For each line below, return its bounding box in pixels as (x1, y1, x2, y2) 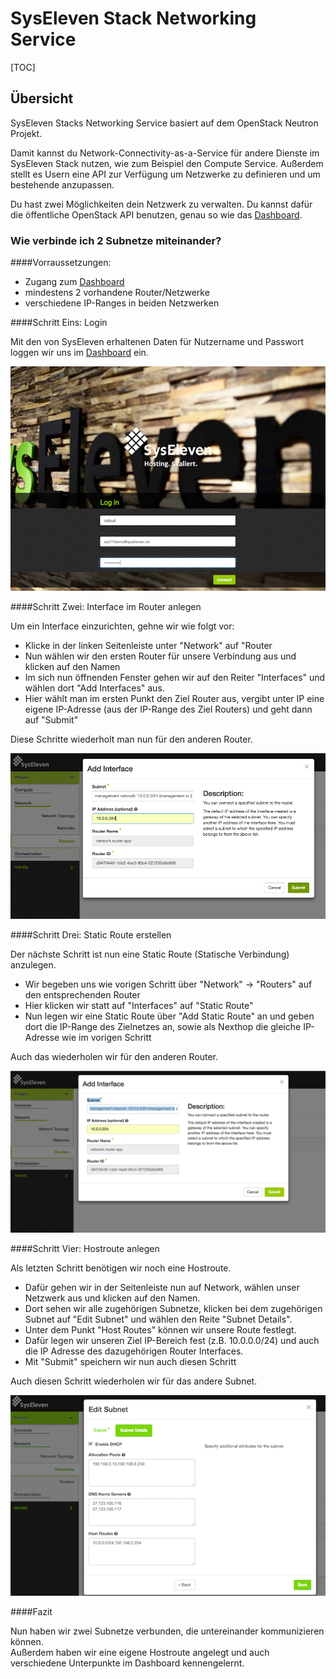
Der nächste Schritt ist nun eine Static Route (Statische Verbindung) (10, 948, 290, 961)
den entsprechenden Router (24, 989, 141, 1001)
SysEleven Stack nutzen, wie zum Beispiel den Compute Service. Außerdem (10, 157, 324, 169)
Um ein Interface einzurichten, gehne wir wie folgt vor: (10, 620, 235, 632)
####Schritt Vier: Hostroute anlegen (10, 1242, 160, 1254)
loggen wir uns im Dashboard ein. (10, 347, 149, 359)
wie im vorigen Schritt (61, 1032, 152, 1044)
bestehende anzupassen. (10, 178, 115, 191)
